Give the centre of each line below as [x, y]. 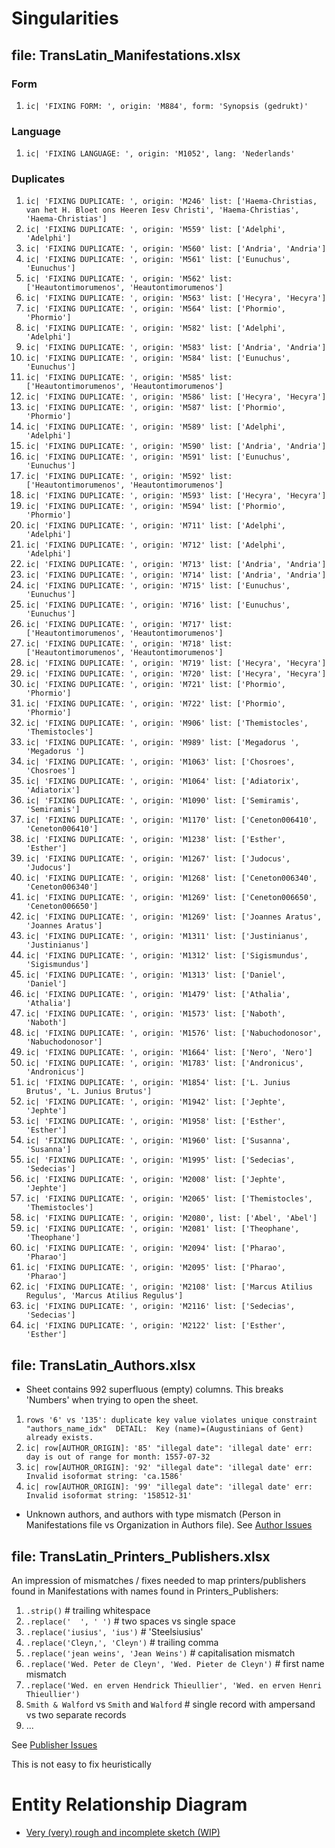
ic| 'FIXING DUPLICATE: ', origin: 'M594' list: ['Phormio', [156, 507]
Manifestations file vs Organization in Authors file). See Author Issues [169, 1525]
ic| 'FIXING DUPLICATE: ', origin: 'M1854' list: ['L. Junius [158, 1083]
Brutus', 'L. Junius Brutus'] [89, 1092]
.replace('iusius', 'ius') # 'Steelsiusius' [114, 1632]
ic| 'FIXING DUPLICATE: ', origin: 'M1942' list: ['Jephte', [156, 1102]
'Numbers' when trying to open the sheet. [112, 1400]
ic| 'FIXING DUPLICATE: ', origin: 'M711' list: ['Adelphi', [156, 526]
